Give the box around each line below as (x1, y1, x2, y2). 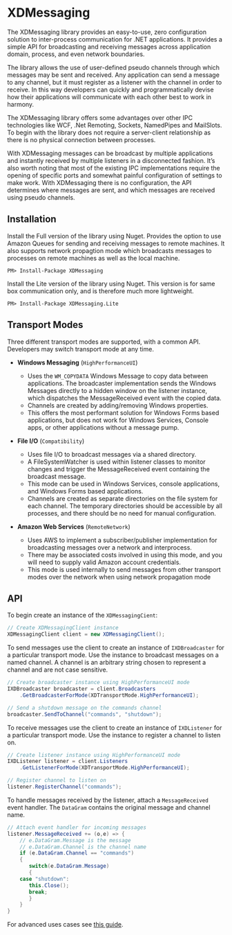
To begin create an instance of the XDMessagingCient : (7, 611, 158, 620)
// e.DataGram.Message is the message (19, 837, 131, 844)
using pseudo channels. (7, 193, 75, 202)
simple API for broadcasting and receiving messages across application (7, 42, 211, 51)
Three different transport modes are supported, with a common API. (7, 338, 201, 346)
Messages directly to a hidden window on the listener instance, (27, 386, 208, 394)
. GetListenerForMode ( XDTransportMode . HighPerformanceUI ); (19, 764, 190, 771)
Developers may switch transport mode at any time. (7, 344, 154, 353)
